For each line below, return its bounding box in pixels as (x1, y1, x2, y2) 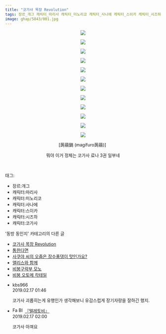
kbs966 (12, 282, 28, 288)
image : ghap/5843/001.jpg (5, 16, 58, 21)
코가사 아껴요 (12, 324, 38, 330)
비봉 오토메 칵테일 (12, 272, 47, 278)
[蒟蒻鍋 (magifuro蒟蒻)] (58, 142, 106, 148)
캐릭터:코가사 (12, 220, 38, 226)
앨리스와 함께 (12, 260, 38, 266)
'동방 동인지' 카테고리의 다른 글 (5, 231, 65, 237)
